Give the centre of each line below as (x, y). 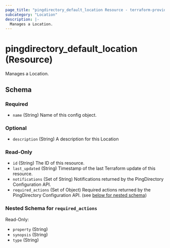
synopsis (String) (30, 234)
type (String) (26, 240)
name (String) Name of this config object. (55, 115)
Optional (16, 128)
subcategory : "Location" (31, 15)
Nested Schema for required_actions (51, 209)
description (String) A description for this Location (66, 139)
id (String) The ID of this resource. (49, 163)
